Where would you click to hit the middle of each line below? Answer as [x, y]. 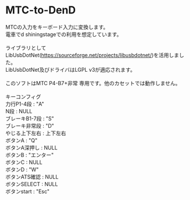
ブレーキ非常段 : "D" [30, 125]
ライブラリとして [26, 48]
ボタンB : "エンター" [30, 155]
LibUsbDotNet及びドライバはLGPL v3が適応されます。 [71, 69]
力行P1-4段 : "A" [25, 104]
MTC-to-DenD [41, 10]
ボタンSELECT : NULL [32, 184]
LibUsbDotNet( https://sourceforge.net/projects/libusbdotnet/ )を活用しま [92, 55]
